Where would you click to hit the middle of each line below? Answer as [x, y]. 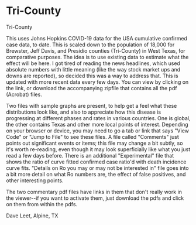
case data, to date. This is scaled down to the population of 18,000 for [90, 45]
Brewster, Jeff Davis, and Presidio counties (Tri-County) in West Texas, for [96, 50]
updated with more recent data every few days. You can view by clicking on [97, 82]
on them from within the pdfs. [42, 204]
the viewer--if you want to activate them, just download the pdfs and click [95, 198]
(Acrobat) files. [24, 94]
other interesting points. [35, 180]
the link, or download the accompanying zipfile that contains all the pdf [92, 88]
